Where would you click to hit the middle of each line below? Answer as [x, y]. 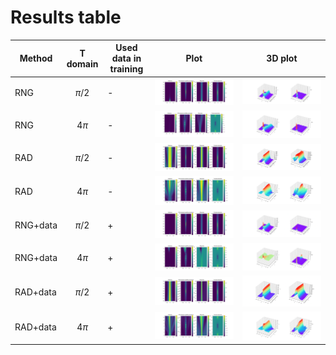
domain [82, 63]
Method [36, 58]
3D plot [282, 58]
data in [126, 58]
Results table [66, 17]
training [126, 69]
